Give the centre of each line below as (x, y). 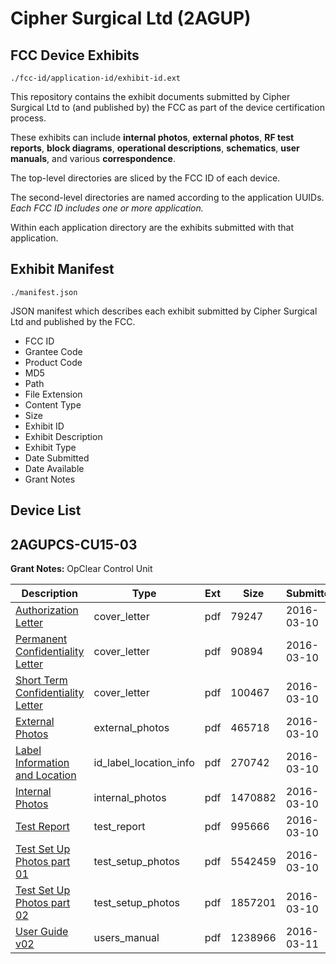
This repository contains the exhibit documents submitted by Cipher (150, 96)
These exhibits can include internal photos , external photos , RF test (152, 137)
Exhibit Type (50, 447)
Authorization (47, 610)
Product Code (53, 362)
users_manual (126, 938)
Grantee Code (53, 351)
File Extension (53, 394)
